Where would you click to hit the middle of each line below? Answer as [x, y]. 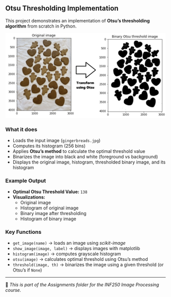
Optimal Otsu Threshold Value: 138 [50, 192]
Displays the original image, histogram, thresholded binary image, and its [89, 162]
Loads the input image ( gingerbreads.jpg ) [56, 140]
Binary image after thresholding [53, 213]
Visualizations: [29, 197]
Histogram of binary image [48, 219]
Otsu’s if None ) [27, 270]
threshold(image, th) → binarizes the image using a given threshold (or [88, 265]
